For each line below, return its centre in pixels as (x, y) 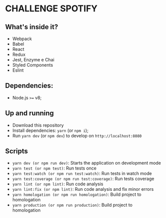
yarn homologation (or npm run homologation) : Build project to (77, 195)
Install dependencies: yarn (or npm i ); (50, 130)
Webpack (22, 39)
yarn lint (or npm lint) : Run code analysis (58, 184)
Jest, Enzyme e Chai (33, 60)
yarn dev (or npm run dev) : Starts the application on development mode (86, 163)
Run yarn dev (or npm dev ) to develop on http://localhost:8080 (77, 135)
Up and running (29, 113)
